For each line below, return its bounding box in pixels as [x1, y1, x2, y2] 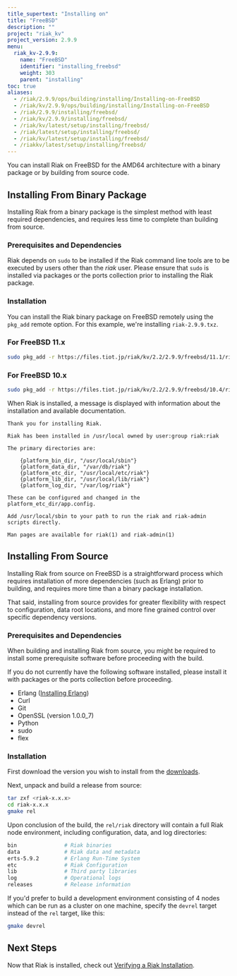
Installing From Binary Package [7, 188, 147, 201]
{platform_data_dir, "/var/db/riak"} [20, 463, 131, 470]
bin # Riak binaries [7, 841, 112, 849]
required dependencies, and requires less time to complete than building [7, 215, 219, 223]
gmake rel [7, 808, 37, 815]
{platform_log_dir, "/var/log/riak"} [20, 481, 131, 489]
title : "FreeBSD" [7, 17, 59, 24]
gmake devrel [7, 922, 46, 930]
